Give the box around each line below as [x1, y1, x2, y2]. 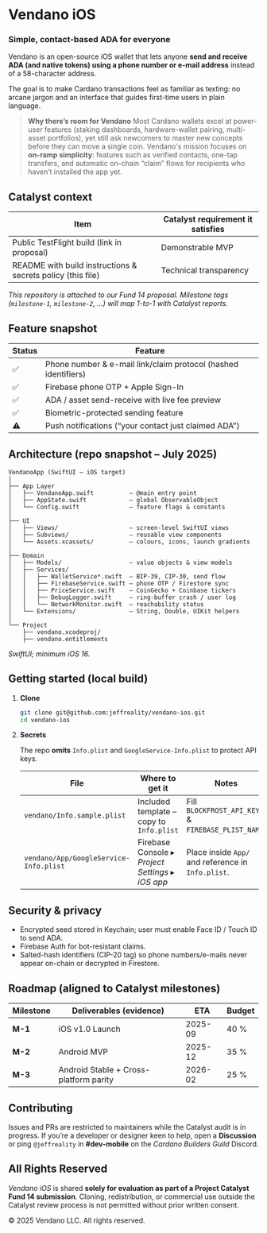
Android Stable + [58, 1065, 122, 1076]
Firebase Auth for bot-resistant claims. [19, 941, 146, 951]
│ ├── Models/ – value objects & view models [8, 559, 233, 566]
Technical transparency [161, 265, 249, 276]
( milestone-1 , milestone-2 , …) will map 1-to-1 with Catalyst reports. [8, 299, 228, 308]
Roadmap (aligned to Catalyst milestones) [8, 981, 221, 995]
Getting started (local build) [8, 672, 149, 686]
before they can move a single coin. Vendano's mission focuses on [27, 141, 247, 152]
